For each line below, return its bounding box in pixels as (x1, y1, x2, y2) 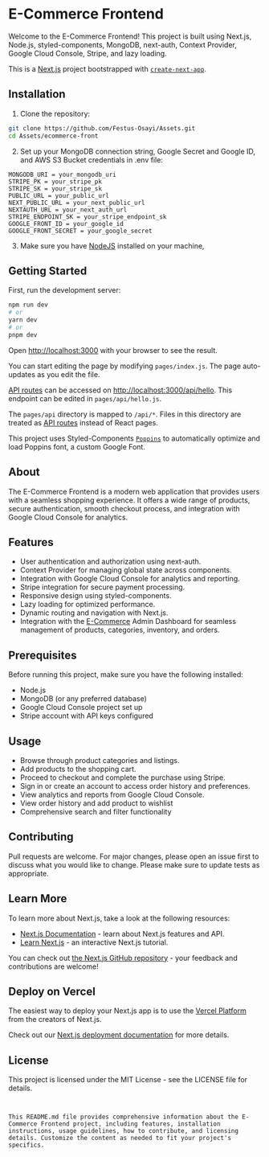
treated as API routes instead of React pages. (8, 417, 158, 427)
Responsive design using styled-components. (19, 591, 172, 601)
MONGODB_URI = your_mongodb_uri (8, 170, 116, 178)
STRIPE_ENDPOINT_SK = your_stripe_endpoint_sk (8, 212, 167, 221)
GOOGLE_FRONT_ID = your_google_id (8, 220, 124, 228)
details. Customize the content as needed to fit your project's (8, 1134, 231, 1143)
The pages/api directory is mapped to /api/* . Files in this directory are (8, 409, 242, 419)
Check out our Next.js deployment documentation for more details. (8, 1030, 230, 1040)
